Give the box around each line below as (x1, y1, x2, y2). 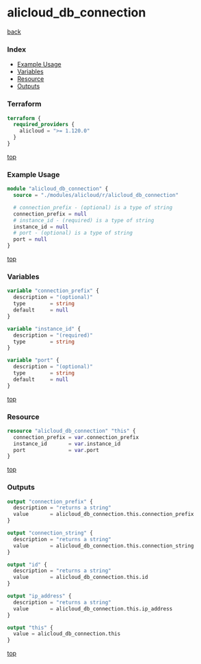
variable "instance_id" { (7, 325, 81, 332)
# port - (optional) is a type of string (13, 230, 133, 237)
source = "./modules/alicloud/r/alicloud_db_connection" (13, 192, 179, 199)
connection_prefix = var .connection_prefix (13, 434, 139, 440)
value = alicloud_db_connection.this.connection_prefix (13, 511, 194, 518)
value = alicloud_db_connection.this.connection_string (13, 542, 194, 549)
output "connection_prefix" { (7, 498, 94, 505)
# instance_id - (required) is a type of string (13, 217, 155, 224)
